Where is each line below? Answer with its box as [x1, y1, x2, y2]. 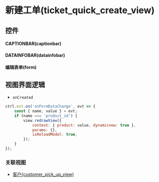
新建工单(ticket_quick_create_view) [5, 5, 155, 16]
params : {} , [32, 127, 57, 133]
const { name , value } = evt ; [14, 109, 78, 114]
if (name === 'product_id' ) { [14, 113, 78, 118]
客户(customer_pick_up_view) [12, 171, 74, 177]
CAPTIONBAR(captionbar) [5, 41, 61, 47]
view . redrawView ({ [23, 118, 62, 123]
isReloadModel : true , [32, 132, 78, 137]
